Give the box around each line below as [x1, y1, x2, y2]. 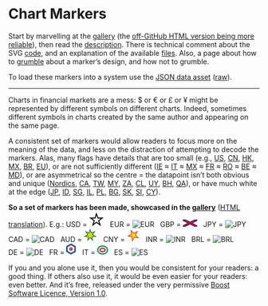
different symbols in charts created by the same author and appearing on [8, 112, 249, 121]
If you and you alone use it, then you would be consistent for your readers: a [8, 263, 259, 272]
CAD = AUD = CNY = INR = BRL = [8, 234, 211, 244]
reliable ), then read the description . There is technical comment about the [8, 39, 250, 49]
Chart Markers [8, 5, 107, 23]
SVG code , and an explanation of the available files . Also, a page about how [8, 48, 257, 58]
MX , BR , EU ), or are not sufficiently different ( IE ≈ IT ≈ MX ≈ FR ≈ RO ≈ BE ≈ [8, 161, 257, 171]
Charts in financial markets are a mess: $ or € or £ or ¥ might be [8, 95, 219, 105]
